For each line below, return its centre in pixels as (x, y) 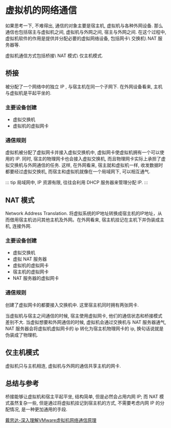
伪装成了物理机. (22, 335)
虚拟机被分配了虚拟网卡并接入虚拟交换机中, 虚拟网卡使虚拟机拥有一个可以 (82, 152)
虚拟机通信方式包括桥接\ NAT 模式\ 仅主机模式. (54, 55)
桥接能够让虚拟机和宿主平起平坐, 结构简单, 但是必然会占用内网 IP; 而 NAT (82, 397)
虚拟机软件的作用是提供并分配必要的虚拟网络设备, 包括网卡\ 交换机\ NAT (81, 38)
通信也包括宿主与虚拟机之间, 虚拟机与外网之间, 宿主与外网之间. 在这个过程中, (86, 32)
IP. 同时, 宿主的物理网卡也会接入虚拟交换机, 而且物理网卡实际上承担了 (88, 159)
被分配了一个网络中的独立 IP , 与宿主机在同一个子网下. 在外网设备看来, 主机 (84, 86)
